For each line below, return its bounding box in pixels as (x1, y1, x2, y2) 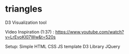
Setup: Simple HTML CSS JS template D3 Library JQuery (5, 43, 120, 49)
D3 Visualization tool (5, 19, 47, 25)
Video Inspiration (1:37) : (5, 29, 54, 35)
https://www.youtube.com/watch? (55, 29, 124, 35)
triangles (5, 3, 43, 15)
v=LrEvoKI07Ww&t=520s (5, 34, 56, 40)
